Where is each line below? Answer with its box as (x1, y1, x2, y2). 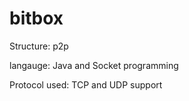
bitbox (9, 7, 64, 30)
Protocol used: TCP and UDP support (9, 78, 163, 91)
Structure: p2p (9, 40, 69, 52)
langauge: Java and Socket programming (9, 59, 179, 71)
